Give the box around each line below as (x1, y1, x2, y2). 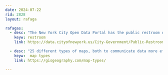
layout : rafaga (5, 16, 37, 21)
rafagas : (5, 25, 23, 30)
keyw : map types (14, 53, 50, 58)
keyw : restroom (14, 35, 46, 40)
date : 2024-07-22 (5, 7, 41, 12)
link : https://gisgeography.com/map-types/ (14, 58, 106, 63)
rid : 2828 (5, 12, 26, 17)
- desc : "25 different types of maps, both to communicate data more (9, 48, 157, 53)
